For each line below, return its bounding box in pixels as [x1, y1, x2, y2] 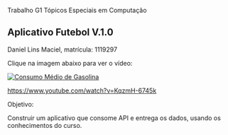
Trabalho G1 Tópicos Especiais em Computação [7, 6, 147, 14]
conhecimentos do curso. [7, 121, 82, 129]
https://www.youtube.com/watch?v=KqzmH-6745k [7, 86, 157, 95]
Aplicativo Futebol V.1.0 [7, 26, 114, 38]
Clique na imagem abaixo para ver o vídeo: [7, 59, 133, 67]
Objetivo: [7, 100, 34, 108]
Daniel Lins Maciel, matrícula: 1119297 [7, 45, 118, 54]
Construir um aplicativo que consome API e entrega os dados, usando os [7, 113, 222, 122]
